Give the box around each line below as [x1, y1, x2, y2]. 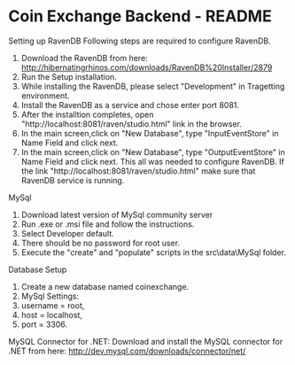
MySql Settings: [20, 291, 80, 301]
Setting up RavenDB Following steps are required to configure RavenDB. [8, 35, 271, 46]
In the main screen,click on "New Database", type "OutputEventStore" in [20, 146, 285, 157]
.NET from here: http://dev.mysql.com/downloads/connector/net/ [8, 346, 246, 356]
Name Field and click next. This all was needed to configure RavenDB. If [20, 156, 284, 167]
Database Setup [8, 264, 67, 275]
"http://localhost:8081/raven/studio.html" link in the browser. [20, 118, 243, 129]
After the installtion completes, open [20, 109, 154, 120]
